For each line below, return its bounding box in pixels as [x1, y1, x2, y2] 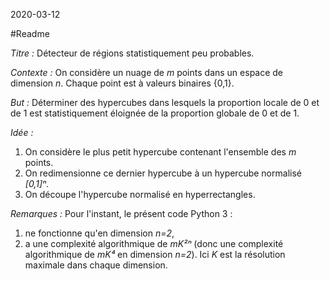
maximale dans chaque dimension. [24, 259, 168, 271]
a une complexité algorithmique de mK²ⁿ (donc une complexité [24, 238, 284, 249]
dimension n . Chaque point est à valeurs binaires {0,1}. [10, 77, 235, 89]
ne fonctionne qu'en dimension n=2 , [24, 227, 175, 239]
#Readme [10, 28, 50, 39]
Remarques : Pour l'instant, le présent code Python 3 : [10, 208, 233, 219]
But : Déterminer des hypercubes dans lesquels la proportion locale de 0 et [10, 97, 320, 108]
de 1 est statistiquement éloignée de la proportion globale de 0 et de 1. [10, 107, 300, 119]
